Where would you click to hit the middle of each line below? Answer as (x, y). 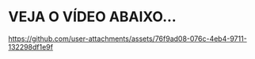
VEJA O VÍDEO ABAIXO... (92, 17)
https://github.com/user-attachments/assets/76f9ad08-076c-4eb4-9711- (127, 39)
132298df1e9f (31, 46)
